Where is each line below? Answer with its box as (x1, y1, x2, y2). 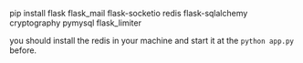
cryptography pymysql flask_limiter (9, 17, 141, 28)
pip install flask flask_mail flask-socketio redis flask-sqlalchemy (9, 8, 248, 18)
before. (9, 45, 37, 56)
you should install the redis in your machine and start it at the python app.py (9, 36, 295, 46)
